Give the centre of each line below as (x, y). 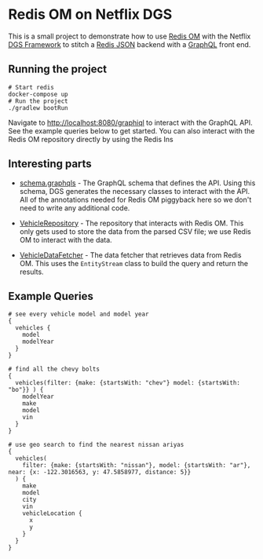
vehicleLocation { (52, 513)
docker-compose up (38, 94)
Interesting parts (50, 164)
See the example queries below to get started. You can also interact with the (131, 130)
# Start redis (31, 87)
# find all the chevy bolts (54, 369)
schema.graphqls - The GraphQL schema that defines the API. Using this (137, 183)
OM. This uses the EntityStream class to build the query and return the (134, 263)
